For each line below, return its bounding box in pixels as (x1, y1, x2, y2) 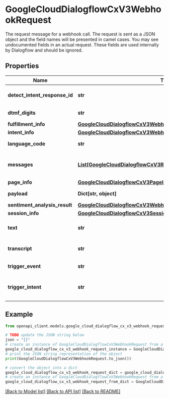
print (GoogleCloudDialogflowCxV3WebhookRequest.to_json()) (5, 356, 132, 361)
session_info (8, 210, 39, 217)
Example (5, 310, 33, 319)
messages (8, 161, 33, 168)
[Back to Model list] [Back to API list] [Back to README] (5, 388, 121, 394)
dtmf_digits (8, 109, 36, 116)
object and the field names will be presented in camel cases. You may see (5, 36, 158, 42)
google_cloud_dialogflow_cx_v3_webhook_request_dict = (5, 370, 123, 375)
